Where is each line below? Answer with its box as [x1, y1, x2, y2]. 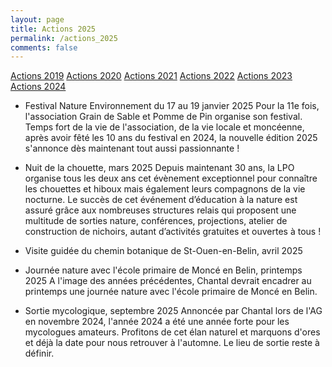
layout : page [10, 14, 65, 25]
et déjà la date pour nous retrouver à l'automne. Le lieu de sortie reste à [24, 337, 320, 349]
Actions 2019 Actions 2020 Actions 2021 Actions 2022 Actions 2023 [10, 70, 293, 82]
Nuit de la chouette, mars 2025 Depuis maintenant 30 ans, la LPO [24, 162, 295, 174]
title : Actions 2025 [10, 24, 97, 34]
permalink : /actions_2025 [10, 33, 118, 43]
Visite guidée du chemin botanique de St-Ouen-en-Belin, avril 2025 [24, 245, 303, 257]
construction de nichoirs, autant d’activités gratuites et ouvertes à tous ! [24, 226, 322, 238]
